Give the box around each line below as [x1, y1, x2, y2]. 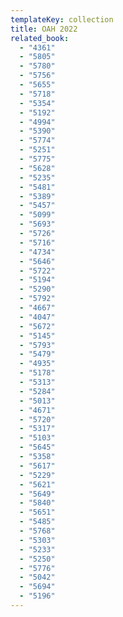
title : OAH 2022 [10, 24, 78, 34]
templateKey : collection [10, 14, 114, 25]
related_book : [10, 33, 70, 43]
